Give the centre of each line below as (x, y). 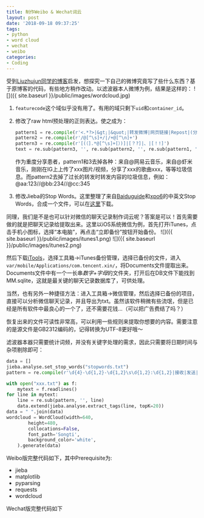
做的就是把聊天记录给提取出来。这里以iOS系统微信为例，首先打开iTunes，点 (101, 224)
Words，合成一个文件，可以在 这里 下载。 (66, 204)
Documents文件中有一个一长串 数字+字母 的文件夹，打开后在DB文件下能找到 (100, 273)
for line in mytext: (32, 395)
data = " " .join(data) (35, 412)
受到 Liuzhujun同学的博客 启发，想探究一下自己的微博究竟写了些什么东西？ (98, 81)
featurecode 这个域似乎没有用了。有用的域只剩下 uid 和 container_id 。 (101, 108)
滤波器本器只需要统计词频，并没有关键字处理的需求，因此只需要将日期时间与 (102, 342)
